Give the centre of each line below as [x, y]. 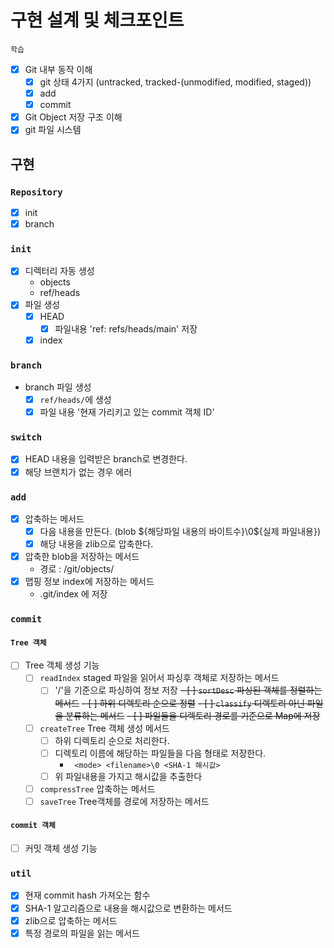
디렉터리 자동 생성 [59, 271]
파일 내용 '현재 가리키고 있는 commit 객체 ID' [127, 412]
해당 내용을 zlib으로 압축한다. [96, 544]
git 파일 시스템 [53, 130]
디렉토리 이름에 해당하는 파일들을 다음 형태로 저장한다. [160, 753]
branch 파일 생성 [58, 387]
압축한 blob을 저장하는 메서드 [82, 557]
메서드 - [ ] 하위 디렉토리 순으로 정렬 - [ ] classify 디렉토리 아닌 [179, 703]
